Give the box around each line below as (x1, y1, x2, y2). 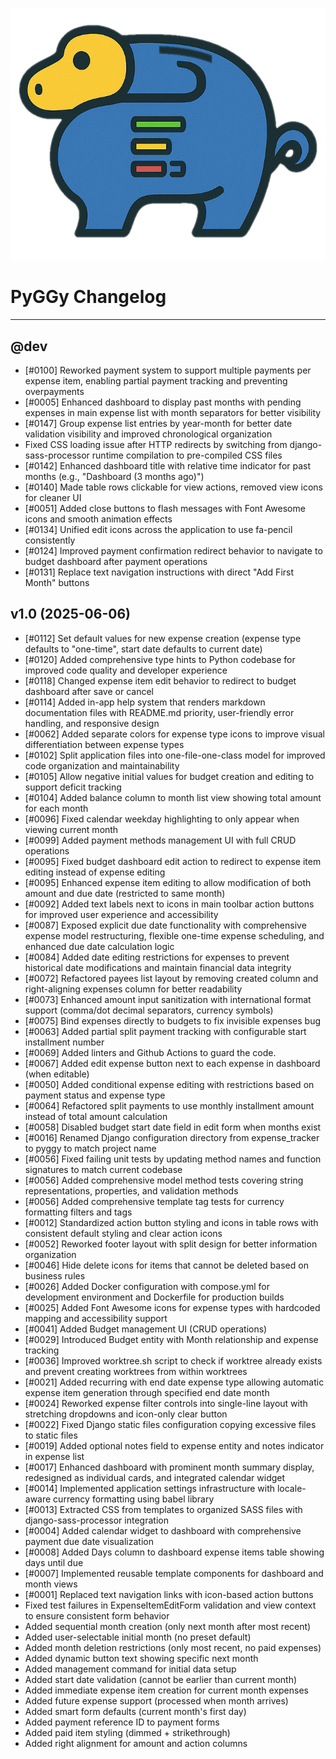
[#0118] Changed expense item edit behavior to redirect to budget (24, 674, 297, 687)
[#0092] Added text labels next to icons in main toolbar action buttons (24, 898, 315, 910)
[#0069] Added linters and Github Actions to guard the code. (24, 1046, 277, 1058)
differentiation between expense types (24, 738, 185, 750)
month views (24, 1578, 78, 1590)
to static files (24, 1429, 78, 1441)
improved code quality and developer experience (24, 664, 228, 676)
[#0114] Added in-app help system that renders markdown (24, 696, 266, 708)
